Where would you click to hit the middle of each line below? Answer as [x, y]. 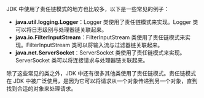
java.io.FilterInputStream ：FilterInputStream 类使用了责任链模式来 [100, 37]
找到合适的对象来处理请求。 [41, 89]
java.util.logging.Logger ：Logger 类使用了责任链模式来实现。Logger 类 [107, 22]
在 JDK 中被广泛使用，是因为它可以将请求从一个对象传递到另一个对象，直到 [102, 81]
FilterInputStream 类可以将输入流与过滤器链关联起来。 [95, 45]
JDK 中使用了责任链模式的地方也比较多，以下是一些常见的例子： [88, 9]
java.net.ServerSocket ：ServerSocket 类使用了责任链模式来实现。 [100, 53]
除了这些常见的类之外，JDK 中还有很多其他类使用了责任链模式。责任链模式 [101, 73]
